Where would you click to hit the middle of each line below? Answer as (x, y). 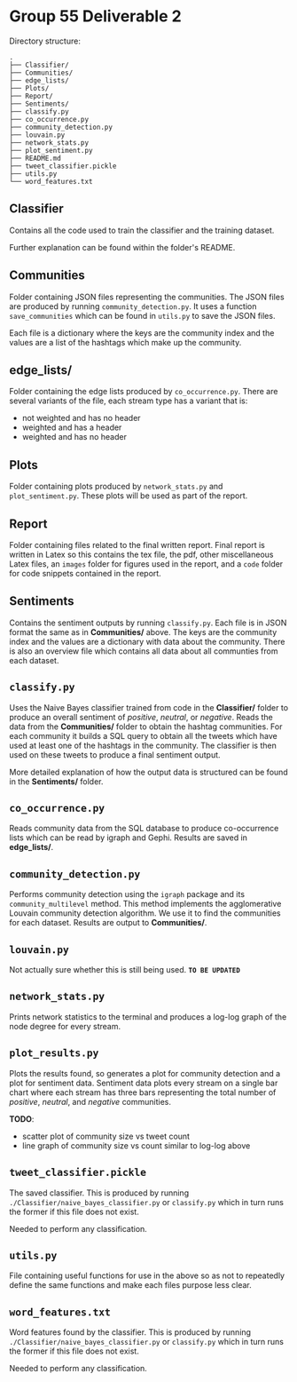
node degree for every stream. (65, 1026)
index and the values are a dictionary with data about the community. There (147, 641)
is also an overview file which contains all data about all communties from (144, 651)
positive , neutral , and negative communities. (90, 1101)
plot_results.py (54, 1053)
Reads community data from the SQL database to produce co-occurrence (144, 829)
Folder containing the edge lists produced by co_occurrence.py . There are (144, 392)
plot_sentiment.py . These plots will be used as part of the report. (129, 496)
